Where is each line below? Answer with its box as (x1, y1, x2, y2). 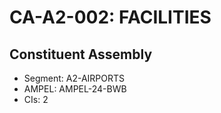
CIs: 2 (23, 94, 49, 105)
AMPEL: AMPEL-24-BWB (23, 83, 127, 95)
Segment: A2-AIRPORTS (23, 72, 126, 84)
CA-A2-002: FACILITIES (9, 6, 212, 29)
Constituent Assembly (9, 46, 153, 63)
